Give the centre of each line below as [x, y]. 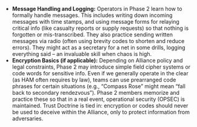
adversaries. [28, 118]
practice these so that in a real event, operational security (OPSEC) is [98, 99]
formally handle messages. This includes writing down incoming [92, 15]
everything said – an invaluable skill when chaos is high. [82, 54]
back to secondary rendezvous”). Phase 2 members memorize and [96, 93]
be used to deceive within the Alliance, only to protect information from [101, 112]
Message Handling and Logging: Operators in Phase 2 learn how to [97, 9]
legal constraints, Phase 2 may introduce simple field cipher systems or [101, 67]
